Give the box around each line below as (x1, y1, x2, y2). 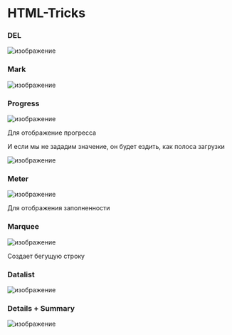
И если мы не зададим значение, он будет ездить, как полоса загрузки (7, 143, 226, 151)
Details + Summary (7, 303, 75, 313)
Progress (7, 98, 40, 108)
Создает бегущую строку (7, 252, 85, 260)
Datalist (7, 269, 35, 279)
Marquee (7, 222, 39, 232)
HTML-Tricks (7, 5, 86, 21)
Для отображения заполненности (7, 204, 110, 212)
